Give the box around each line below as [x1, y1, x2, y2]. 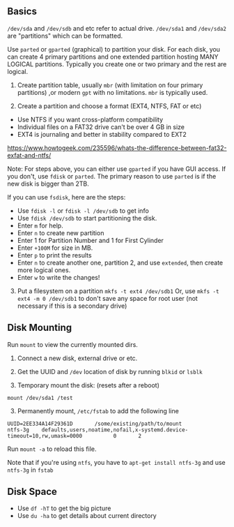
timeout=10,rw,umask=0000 [7, 432, 82, 439]
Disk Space [7, 486, 58, 498]
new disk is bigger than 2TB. [7, 179, 89, 188]
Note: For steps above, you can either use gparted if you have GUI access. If [7, 164, 226, 173]
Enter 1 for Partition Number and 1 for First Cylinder [17, 236, 164, 244]
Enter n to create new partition [17, 228, 104, 237]
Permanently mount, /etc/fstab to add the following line [17, 406, 179, 415]
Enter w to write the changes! [17, 273, 100, 281]
